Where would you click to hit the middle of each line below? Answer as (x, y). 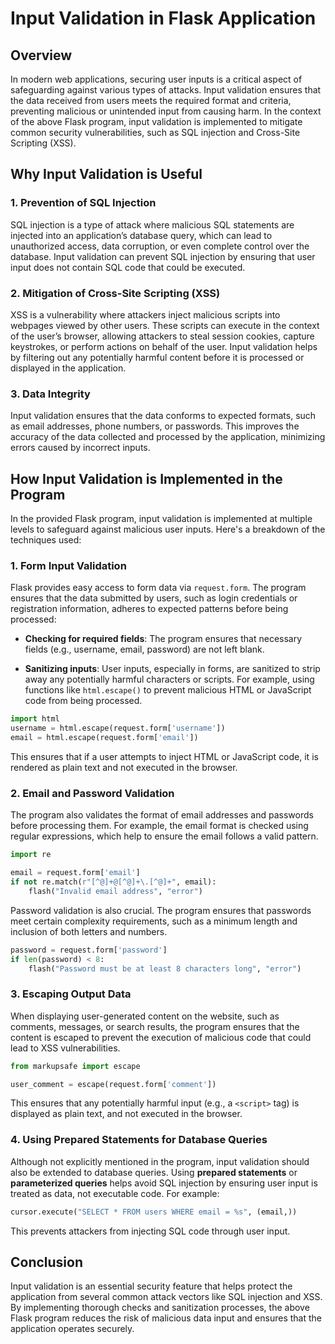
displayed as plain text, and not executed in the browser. (126, 1114)
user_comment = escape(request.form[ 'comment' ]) (113, 1084)
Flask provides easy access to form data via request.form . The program (158, 588)
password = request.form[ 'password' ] (89, 950)
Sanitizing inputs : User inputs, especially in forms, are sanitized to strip (172, 669)
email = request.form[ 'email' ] (75, 873)
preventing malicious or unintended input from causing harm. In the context (166, 111)
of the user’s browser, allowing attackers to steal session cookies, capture (162, 336)
